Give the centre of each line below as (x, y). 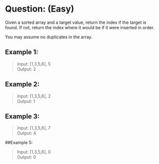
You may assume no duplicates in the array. (49, 37)
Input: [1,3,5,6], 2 (34, 96)
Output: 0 (26, 157)
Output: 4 (26, 133)
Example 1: (22, 52)
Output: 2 (26, 69)
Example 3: (22, 116)
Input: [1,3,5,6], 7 (34, 128)
